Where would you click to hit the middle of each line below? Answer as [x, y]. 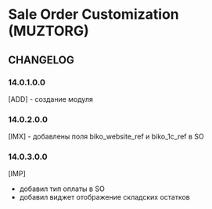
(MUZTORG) [49, 31]
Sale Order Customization [94, 14]
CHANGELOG [41, 60]
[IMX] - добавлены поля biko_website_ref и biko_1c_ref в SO [106, 137]
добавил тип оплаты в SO [62, 189]
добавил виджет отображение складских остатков [104, 197]
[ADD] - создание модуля [51, 99]
